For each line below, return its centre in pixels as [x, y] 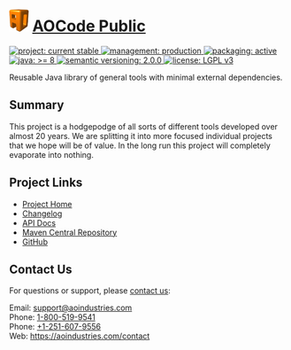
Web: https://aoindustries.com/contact [80, 336]
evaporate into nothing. [52, 154]
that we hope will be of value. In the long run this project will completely [140, 145]
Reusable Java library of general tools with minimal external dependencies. [146, 77]
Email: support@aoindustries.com [71, 308]
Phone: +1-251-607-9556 [55, 327]
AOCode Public [89, 26]
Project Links [46, 183]
